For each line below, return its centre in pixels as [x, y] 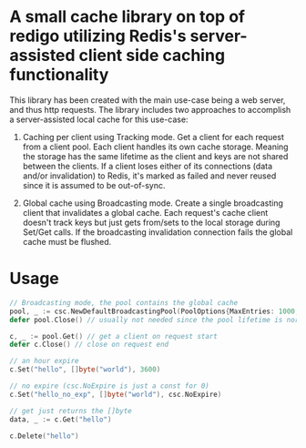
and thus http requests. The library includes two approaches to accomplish [150, 109]
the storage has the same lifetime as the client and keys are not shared [155, 156]
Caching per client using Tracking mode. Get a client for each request [153, 137]
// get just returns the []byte [71, 411]
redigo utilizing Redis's [98, 36]
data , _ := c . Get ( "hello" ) [61, 419]
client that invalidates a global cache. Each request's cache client [145, 212]
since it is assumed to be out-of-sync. [94, 185]
